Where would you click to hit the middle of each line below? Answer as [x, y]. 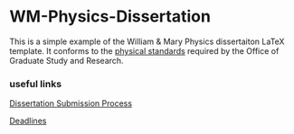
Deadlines [28, 121]
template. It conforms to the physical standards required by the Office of [144, 50]
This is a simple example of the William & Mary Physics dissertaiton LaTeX [147, 41]
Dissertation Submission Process [71, 103]
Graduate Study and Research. [66, 60]
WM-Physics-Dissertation [110, 17]
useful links [35, 84]
